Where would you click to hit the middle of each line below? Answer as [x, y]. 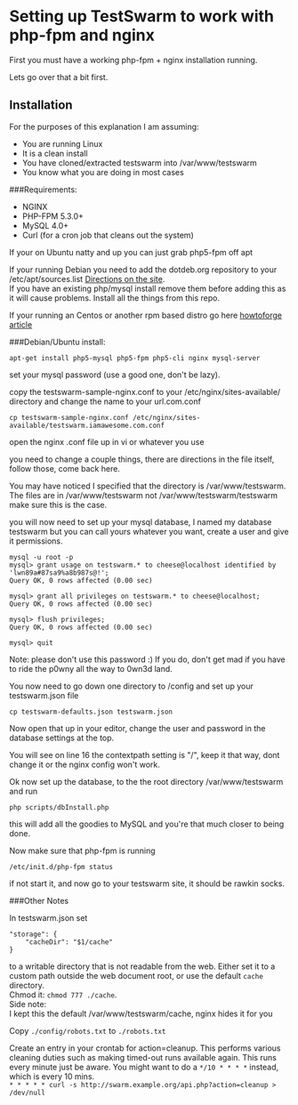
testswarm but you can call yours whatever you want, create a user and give [149, 531]
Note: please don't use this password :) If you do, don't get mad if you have [148, 659]
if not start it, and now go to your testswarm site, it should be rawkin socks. [147, 883]
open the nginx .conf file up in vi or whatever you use [107, 441]
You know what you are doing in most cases [103, 172]
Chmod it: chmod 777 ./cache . [63, 995]
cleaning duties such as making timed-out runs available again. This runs [143, 1057]
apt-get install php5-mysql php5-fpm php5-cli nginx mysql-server [135, 358]
